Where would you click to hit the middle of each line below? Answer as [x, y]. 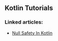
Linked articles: [24, 22]
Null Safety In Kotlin [32, 33]
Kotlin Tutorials [29, 8]
